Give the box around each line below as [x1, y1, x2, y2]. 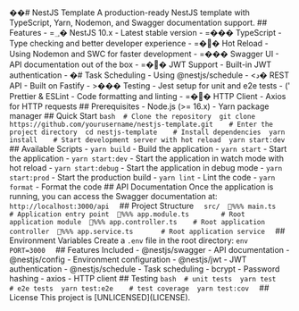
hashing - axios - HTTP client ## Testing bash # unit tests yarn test [9, 273, 277, 283]
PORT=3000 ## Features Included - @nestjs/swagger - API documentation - [9, 245, 290, 255]
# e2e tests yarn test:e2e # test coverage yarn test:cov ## [9, 282, 270, 293]
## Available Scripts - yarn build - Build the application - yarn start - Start [9, 144, 287, 154]
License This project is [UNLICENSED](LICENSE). [9, 292, 191, 302]
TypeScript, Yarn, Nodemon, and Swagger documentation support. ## [9, 17, 268, 28]
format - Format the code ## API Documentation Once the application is [9, 181, 274, 192]
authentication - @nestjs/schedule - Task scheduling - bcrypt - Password [9, 264, 280, 274]
